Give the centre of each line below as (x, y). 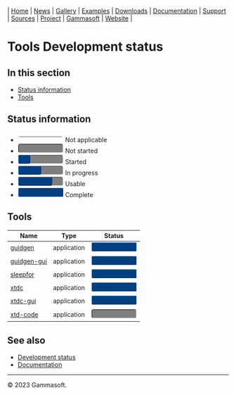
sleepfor (22, 274)
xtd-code (24, 314)
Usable (75, 184)
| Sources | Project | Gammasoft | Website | (70, 18)
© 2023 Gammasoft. (37, 384)
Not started (81, 151)
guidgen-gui (29, 261)
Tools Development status (85, 47)
